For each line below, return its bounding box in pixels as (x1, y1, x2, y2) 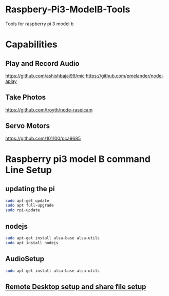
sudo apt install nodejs (5, 240, 59, 245)
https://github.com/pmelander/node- (85, 72, 164, 79)
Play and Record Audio (5, 59, 80, 68)
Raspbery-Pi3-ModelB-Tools (5, 4, 130, 15)
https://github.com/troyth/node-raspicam (5, 106, 93, 113)
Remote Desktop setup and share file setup (5, 282, 146, 291)
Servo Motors (5, 122, 50, 131)
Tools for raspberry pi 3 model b (5, 21, 74, 27)
